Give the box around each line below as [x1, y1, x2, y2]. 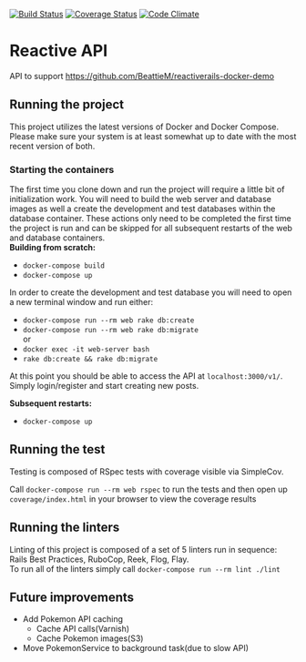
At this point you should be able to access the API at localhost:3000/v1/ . [9, 371, 283, 382]
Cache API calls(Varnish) [36, 624, 130, 635]
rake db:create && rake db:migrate [22, 355, 158, 364]
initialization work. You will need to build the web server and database [9, 194, 271, 205]
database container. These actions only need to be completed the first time [9, 213, 291, 224]
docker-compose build [22, 261, 105, 270]
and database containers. [9, 232, 106, 243]
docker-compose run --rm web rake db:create [22, 316, 195, 325]
